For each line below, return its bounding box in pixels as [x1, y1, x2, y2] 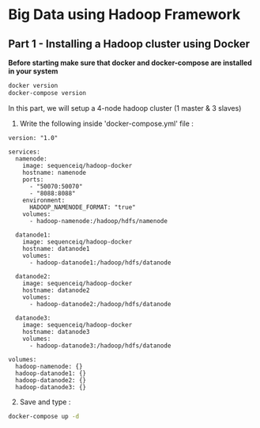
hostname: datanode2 [22, 286, 90, 294]
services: [8, 148, 41, 156]
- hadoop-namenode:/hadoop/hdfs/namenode [28, 217, 168, 225]
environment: [22, 196, 66, 204]
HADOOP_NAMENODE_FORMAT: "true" [28, 203, 136, 211]
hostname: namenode [22, 169, 87, 176]
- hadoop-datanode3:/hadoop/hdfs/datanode [28, 342, 171, 350]
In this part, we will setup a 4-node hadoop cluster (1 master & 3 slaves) [8, 103, 242, 112]
